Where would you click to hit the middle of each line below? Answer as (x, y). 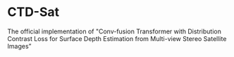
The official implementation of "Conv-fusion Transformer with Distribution (115, 31)
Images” (19, 46)
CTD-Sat (33, 12)
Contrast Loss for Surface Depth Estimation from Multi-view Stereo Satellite (117, 38)
